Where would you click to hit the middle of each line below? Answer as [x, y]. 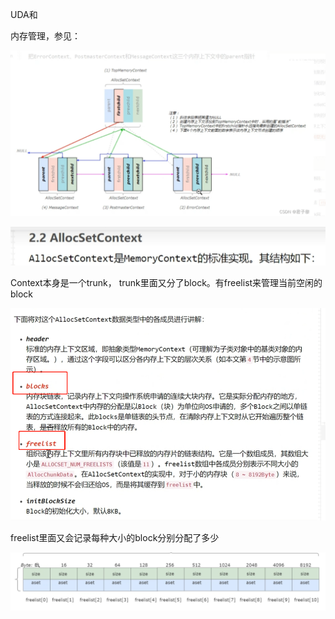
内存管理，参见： [45, 36]
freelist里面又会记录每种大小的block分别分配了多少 [115, 538]
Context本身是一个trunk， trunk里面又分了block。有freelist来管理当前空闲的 [166, 283]
